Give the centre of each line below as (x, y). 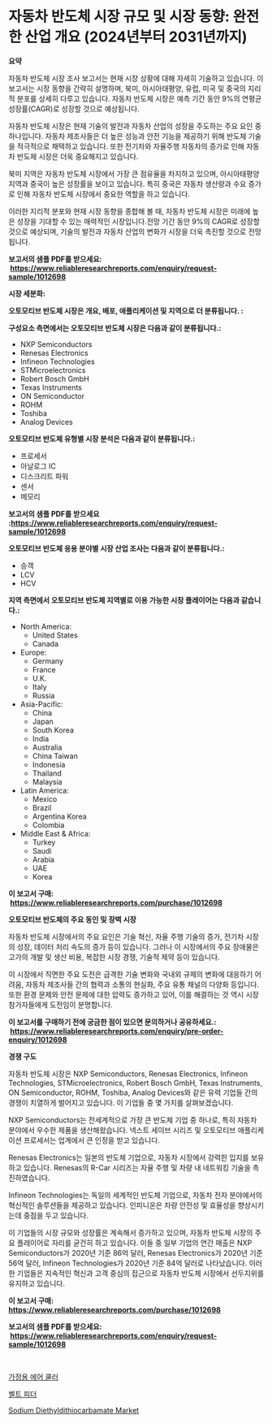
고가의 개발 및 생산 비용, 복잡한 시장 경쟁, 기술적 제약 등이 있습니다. (114, 957)
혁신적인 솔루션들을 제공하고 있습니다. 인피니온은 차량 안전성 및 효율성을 (122, 1205)
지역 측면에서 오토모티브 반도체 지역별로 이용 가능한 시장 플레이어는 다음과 (124, 600)
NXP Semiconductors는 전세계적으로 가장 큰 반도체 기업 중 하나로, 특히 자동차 (133, 1120)
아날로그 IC (38, 466)
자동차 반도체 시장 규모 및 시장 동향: (119, 17)
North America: (45, 626)
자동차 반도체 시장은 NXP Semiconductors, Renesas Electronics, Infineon (128, 1074)
